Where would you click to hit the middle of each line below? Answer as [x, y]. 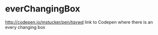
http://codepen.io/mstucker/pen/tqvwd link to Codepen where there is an [79, 22]
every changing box [25, 27]
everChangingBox [43, 9]
